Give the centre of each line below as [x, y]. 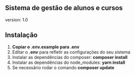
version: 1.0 [17, 19]
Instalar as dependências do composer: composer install [70, 57]
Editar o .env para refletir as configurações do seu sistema [71, 52]
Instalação [21, 35]
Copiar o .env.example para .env [46, 47]
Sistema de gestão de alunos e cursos [64, 8]
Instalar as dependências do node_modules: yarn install [68, 62]
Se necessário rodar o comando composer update [63, 67]
